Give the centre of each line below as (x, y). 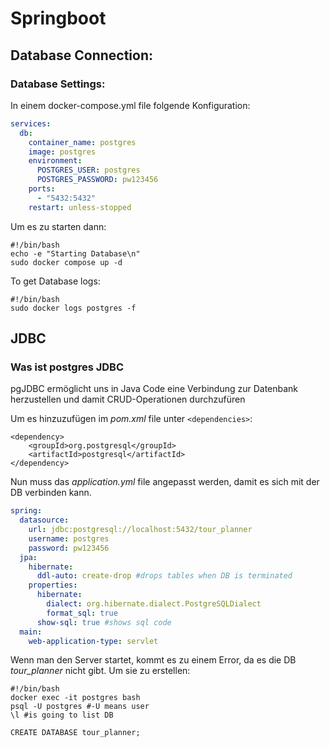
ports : (42, 189)
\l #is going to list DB (62, 715)
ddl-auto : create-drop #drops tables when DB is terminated (164, 576)
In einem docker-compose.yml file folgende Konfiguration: (130, 105)
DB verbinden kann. (51, 493)
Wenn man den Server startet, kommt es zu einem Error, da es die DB (153, 660)
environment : (55, 161)
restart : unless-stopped (80, 207)
